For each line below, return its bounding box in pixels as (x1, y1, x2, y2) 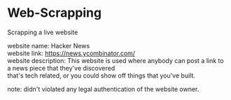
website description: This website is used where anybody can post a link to (7, 56, 224, 64)
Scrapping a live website (7, 28, 78, 36)
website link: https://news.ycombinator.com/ (7, 49, 135, 57)
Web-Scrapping (7, 5, 102, 21)
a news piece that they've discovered (7, 64, 115, 72)
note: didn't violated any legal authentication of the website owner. (7, 85, 199, 93)
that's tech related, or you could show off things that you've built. (7, 71, 196, 80)
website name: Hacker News (7, 41, 90, 50)
